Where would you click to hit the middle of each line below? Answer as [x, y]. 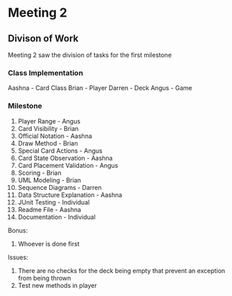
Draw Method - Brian [48, 143]
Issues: [18, 257]
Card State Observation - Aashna [65, 158]
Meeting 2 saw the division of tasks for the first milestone [90, 55]
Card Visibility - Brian [48, 128]
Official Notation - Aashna [55, 136]
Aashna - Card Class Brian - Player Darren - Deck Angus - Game [100, 88]
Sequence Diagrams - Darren [60, 187]
